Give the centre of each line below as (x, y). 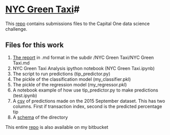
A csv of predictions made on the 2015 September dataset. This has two (89, 101)
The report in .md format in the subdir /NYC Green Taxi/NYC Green (83, 57)
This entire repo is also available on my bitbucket (57, 127)
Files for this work (35, 45)
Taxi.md (21, 63)
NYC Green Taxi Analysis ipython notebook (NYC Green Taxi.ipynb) (84, 68)
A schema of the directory (40, 117)
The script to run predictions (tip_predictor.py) (61, 74)
